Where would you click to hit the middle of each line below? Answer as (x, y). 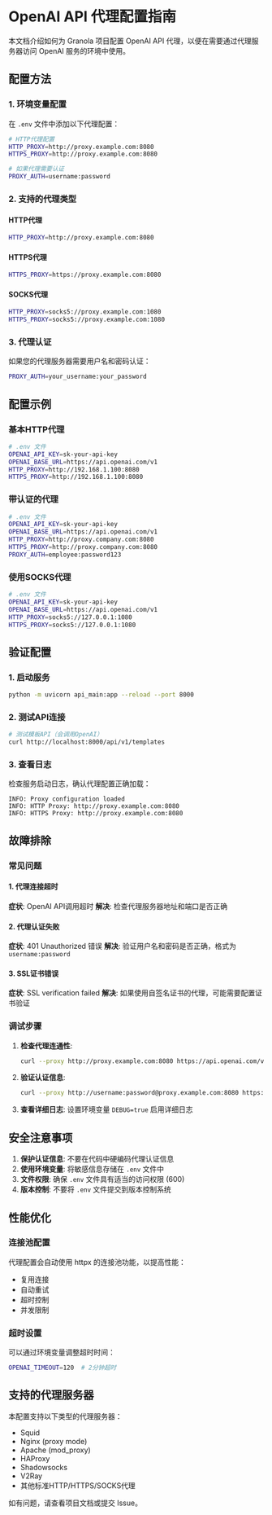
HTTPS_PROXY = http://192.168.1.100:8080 (76, 477)
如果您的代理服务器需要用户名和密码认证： (80, 361)
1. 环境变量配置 (38, 104)
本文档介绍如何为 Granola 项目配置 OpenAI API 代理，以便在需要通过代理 (130, 41)
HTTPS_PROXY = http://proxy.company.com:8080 (83, 547)
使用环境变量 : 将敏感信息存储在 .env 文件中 (92, 1169)
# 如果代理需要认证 (37, 169)
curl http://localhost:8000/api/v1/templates (86, 742)
